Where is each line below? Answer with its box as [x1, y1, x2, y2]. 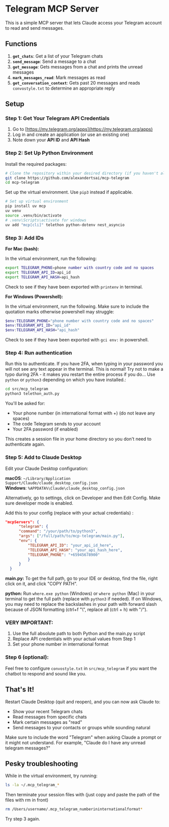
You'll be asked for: [5, 400, 45, 406]
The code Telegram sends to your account [12, 421, 101, 427]
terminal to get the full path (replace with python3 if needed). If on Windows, [5, 596, 162, 602]
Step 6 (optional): [5, 654, 49, 661]
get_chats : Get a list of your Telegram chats [12, 53, 103, 59]
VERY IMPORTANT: [5, 619, 53, 626]
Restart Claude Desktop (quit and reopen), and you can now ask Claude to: [5, 699, 161, 705]
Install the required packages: [5, 161, 67, 167]
